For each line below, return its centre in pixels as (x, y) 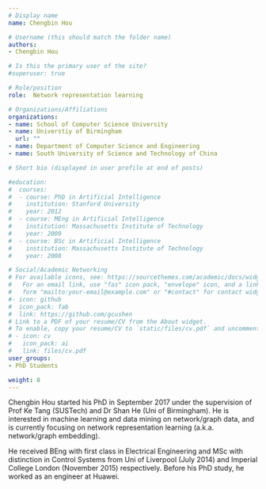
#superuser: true (37, 74)
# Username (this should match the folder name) (90, 37)
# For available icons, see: (56, 278)
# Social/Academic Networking (58, 270)
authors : (23, 44)
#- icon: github (35, 299)
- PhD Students (33, 366)
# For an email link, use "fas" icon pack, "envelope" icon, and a (125, 285)
